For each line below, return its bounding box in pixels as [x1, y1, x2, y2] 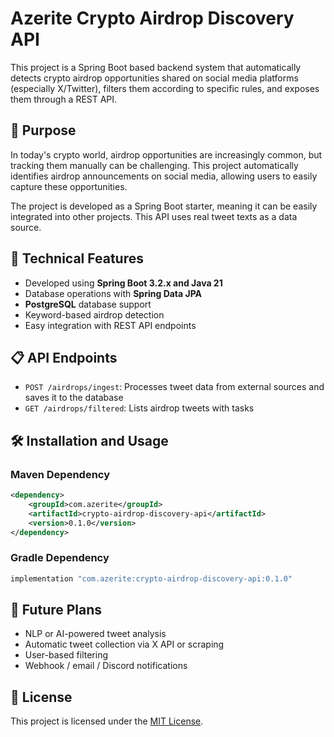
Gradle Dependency [10, 551, 110, 565]
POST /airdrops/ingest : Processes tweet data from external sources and [24, 381, 325, 393]
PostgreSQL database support [24, 298, 152, 310]
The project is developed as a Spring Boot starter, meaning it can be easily [10, 200, 318, 212]
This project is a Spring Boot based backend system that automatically [10, 61, 302, 73]
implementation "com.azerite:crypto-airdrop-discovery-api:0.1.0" [10, 573, 293, 584]
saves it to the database [24, 392, 124, 404]
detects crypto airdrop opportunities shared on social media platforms [10, 72, 299, 84]
